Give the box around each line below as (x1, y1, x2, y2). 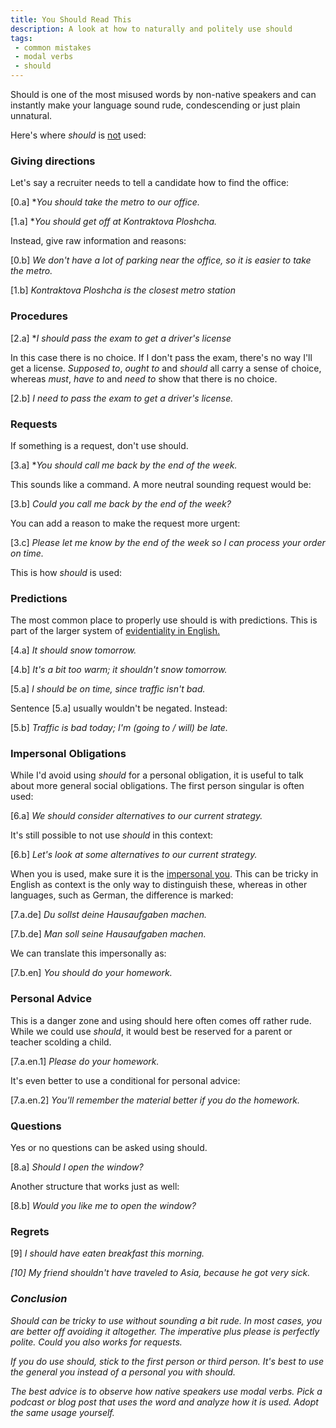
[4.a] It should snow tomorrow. (10, 644, 137, 656)
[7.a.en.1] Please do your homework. (10, 1055, 160, 1067)
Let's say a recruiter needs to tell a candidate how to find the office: (10, 177, 290, 189)
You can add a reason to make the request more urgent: (10, 517, 241, 529)
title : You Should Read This (10, 14, 132, 25)
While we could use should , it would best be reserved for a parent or (10, 1025, 293, 1037)
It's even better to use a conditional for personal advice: (10, 1074, 241, 1086)
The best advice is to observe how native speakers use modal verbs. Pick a (10, 1385, 323, 1397)
